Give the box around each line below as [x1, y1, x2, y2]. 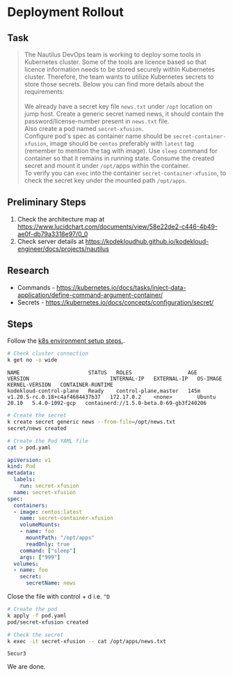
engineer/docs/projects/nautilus [17, 245, 109, 253]
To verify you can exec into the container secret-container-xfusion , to [24, 169, 226, 177]
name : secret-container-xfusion [19, 515, 113, 522]
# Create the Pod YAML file [7, 437, 89, 445]
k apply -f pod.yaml [7, 612, 67, 619]
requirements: [24, 88, 65, 95]
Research [7, 265, 50, 277]
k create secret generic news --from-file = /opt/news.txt [7, 419, 176, 426]
